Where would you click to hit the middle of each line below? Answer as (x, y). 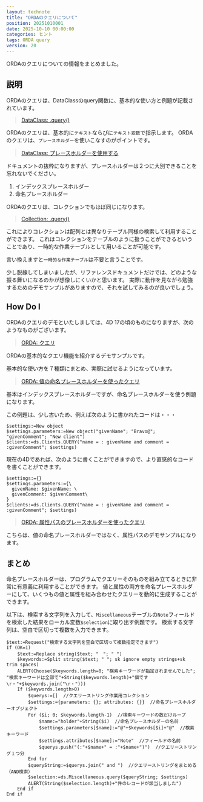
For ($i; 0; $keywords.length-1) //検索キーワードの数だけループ (107, 715)
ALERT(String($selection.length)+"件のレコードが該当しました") (105, 784)
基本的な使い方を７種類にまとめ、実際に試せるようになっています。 (91, 368)
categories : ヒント (29, 35)
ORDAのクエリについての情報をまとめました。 (64, 64)
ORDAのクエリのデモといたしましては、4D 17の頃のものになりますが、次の (100, 322)
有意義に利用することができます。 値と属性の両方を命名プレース (97, 587)
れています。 (22, 108)
